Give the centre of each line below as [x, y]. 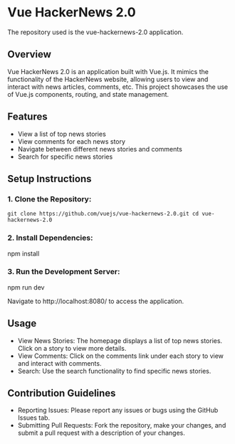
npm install [23, 253]
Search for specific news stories [65, 157]
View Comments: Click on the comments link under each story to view [121, 356]
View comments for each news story [72, 141]
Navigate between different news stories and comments [100, 149]
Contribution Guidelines [62, 393]
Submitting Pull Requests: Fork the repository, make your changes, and [122, 425]
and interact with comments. [59, 363]
